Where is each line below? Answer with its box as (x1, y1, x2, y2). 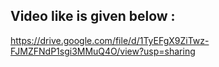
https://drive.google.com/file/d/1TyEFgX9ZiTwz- (10, 34, 210, 46)
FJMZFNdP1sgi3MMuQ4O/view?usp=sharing (10, 45, 196, 57)
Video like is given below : (10, 8, 176, 25)
